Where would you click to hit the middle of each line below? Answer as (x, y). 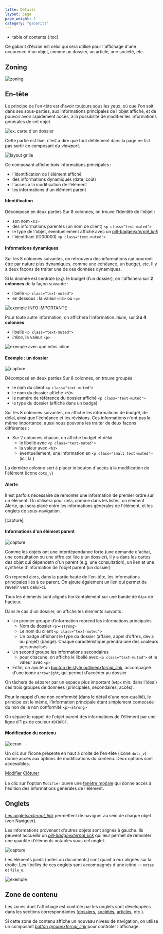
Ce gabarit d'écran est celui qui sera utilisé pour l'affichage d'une (71, 46)
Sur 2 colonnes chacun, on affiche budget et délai (62, 438)
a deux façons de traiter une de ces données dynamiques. (63, 269)
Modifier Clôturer (22, 773)
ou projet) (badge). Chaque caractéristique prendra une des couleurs (89, 641)
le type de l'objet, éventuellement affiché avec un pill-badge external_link (85, 232)
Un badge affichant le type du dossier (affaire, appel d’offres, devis (87, 636)
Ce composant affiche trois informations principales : (58, 165)
